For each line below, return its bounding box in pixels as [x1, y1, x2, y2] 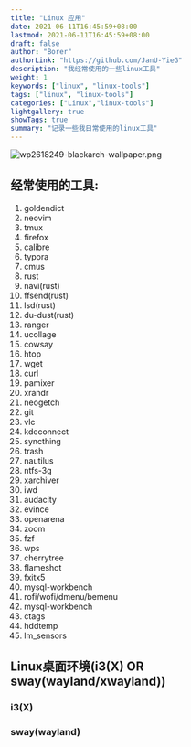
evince [23, 504, 49, 515]
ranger [23, 319, 49, 330]
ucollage [23, 328, 57, 339]
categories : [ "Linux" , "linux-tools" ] [10, 98, 154, 108]
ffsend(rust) [23, 290, 69, 301]
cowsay [23, 338, 54, 349]
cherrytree [23, 552, 65, 563]
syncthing [23, 435, 62, 446]
